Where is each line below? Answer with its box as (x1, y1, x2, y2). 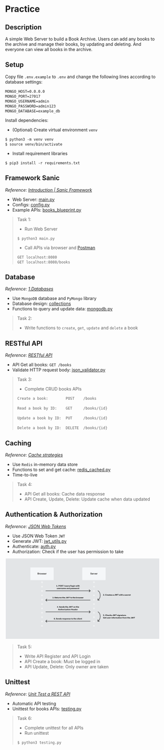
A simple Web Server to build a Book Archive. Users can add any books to (5, 36, 155, 42)
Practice (5, 3, 40, 15)
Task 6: (17, 715, 32, 721)
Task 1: (17, 216, 31, 222)
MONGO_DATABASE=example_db (5, 109, 60, 113)
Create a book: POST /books (17, 396, 97, 401)
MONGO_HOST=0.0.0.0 (5, 89, 45, 94)
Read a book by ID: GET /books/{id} (17, 406, 108, 411)
